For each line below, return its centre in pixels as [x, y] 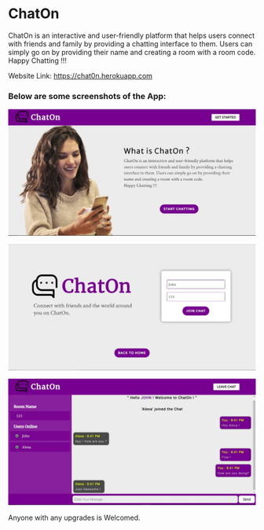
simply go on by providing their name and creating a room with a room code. [132, 52]
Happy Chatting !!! [37, 61]
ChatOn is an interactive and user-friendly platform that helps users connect [132, 35]
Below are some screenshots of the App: [87, 96]
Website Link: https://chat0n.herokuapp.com [81, 75]
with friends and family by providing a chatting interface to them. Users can [130, 43]
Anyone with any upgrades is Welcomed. [74, 517]
